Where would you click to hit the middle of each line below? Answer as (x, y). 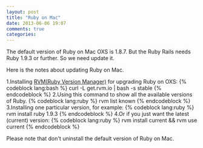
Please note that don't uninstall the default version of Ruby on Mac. (90, 139)
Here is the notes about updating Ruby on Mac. (65, 70)
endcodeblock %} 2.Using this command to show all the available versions (99, 95)
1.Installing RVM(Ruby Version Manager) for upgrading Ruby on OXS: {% (96, 82)
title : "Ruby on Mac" (34, 18)
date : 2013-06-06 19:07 (36, 23)
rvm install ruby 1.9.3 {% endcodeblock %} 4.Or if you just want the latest (98, 114)
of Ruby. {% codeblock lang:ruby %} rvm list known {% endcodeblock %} (98, 101)
